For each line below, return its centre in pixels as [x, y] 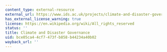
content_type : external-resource [40, 10]
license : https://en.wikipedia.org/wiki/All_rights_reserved [70, 24]
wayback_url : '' [22, 42]
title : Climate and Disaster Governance [48, 33]
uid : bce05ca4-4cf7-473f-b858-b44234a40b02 [51, 38]
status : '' [16, 28]
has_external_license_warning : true [43, 19]
